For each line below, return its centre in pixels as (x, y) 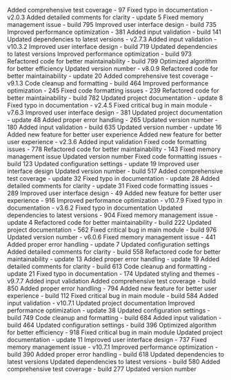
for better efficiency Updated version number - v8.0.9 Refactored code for (113, 69)
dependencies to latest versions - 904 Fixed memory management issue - (113, 215)
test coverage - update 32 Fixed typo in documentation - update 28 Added (113, 178)
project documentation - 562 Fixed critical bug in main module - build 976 (112, 230)
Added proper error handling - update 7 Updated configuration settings (109, 244)
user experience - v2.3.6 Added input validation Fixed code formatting (107, 142)
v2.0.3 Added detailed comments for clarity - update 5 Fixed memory (106, 17)
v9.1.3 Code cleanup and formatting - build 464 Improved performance (108, 83)
